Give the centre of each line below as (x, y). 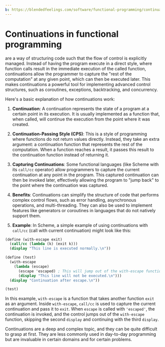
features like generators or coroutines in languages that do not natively (84, 210)
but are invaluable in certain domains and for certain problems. (69, 340)
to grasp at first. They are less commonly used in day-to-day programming (81, 334)
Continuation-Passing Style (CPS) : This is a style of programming (80, 134)
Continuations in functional (62, 34)
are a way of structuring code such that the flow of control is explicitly (76, 58)
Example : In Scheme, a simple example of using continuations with (80, 225)
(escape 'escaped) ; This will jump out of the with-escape (81, 271)
